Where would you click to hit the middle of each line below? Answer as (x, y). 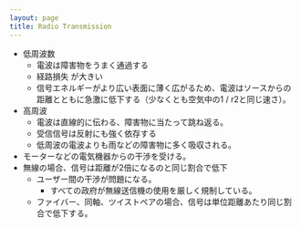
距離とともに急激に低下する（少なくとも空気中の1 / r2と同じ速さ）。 (164, 99)
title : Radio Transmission (61, 26)
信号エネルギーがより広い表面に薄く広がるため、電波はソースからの (164, 88)
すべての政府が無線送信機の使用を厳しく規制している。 (153, 190)
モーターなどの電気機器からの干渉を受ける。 (107, 156)
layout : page (34, 18)
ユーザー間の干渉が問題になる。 (96, 179)
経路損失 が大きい (69, 76)
